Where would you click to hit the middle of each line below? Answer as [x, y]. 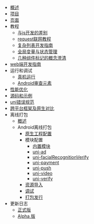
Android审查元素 [34, 83]
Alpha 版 [26, 216]
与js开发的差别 [32, 33]
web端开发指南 [25, 64]
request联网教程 [34, 39]
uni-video [42, 173]
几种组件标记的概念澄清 [42, 58]
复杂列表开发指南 [35, 45]
